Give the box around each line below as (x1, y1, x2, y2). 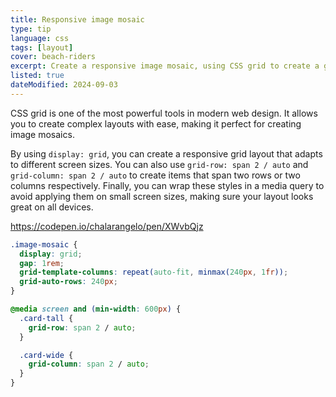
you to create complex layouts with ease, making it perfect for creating (10, 117, 302, 130)
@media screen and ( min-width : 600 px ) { (10, 304, 182, 314)
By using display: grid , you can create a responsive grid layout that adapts (10, 147, 323, 160)
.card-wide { (19, 350, 74, 360)
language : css (10, 33, 70, 43)
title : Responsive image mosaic (10, 14, 145, 25)
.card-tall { (19, 313, 74, 323)
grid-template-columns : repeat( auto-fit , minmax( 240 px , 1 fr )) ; (19, 267, 289, 278)
